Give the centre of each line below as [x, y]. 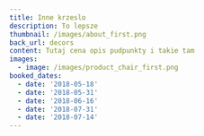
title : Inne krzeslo [48, 17]
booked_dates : [36, 76]
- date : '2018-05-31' [58, 92]
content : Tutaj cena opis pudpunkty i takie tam [102, 51]
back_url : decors [42, 42]
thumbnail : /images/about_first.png [78, 34]
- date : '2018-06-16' [58, 101]
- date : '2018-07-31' [58, 109]
